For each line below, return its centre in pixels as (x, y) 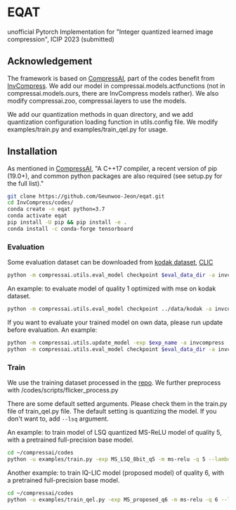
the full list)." (26, 183)
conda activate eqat (38, 216)
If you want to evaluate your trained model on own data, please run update (115, 322)
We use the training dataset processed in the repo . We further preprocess (114, 382)
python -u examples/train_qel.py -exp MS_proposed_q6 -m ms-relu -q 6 (113, 499)
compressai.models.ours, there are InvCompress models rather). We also (113, 93)
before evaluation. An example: (52, 330)
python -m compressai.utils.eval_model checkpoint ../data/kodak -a (110, 309)
